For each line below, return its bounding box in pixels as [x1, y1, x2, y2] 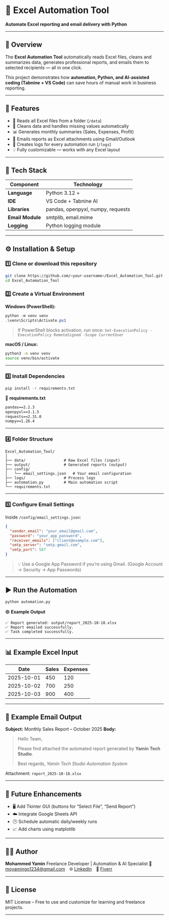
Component [10, 181, 39, 188]
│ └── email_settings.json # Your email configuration [5, 471, 132, 476]
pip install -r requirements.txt [5, 386, 75, 391]
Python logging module [46, 222, 101, 229]
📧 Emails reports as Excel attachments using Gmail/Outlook [12, 136, 135, 142]
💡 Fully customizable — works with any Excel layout [12, 146, 120, 152]
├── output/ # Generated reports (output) [5, 462, 127, 467]
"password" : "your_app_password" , [10, 533, 82, 538]
